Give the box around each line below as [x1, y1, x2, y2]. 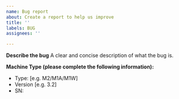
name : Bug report [6, 8, 49, 15]
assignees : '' [6, 31, 41, 37]
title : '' [6, 19, 31, 25]
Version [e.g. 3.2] [14, 81, 57, 88]
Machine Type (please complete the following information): [6, 63, 154, 71]
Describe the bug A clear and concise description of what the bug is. [6, 52, 174, 59]
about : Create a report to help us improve [6, 14, 114, 20]
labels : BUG [6, 25, 35, 31]
